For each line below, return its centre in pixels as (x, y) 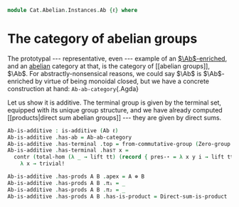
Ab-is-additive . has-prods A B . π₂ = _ (67, 190)
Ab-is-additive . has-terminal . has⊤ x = (68, 150)
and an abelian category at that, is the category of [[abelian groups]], (108, 66)
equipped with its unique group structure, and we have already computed (115, 110)
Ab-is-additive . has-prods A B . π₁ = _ (67, 183)
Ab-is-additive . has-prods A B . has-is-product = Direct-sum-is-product (117, 196)
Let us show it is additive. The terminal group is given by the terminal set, (115, 102)
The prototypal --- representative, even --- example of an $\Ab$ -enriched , (117, 58)
